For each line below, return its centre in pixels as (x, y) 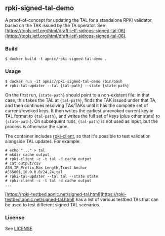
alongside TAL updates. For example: (43, 142)
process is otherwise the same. (37, 127)
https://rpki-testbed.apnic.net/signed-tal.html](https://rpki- (67, 194)
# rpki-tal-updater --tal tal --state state (52, 177)
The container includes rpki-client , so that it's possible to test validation (78, 136)
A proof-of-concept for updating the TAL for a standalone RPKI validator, (79, 20)
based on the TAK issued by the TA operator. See (55, 25)
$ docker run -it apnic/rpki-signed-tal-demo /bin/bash (64, 82)
